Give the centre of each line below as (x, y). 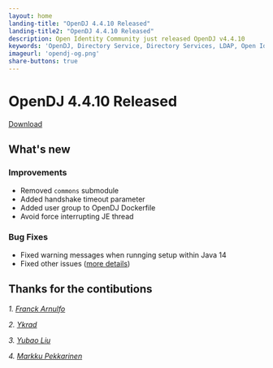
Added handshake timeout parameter (82, 199)
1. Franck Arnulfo (37, 309)
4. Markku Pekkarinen (45, 356)
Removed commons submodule (69, 190)
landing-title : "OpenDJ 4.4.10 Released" (80, 24)
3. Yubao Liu (30, 340)
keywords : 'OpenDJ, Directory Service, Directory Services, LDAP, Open (132, 46)
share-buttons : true (43, 62)
